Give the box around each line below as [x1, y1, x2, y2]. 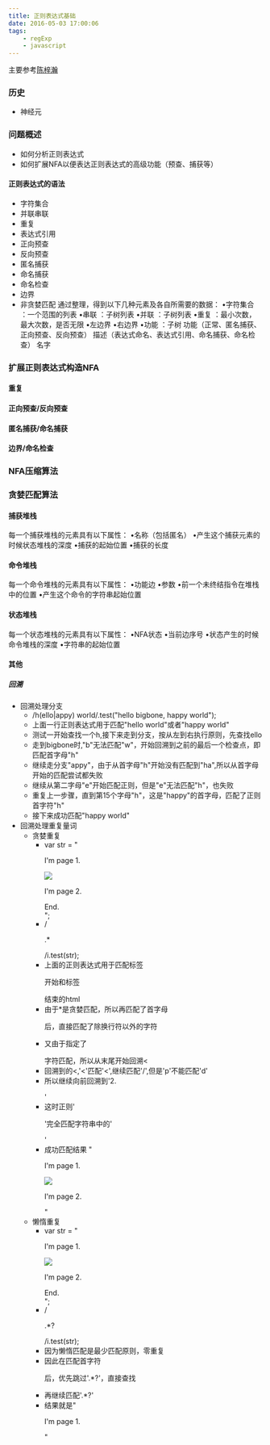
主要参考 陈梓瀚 [8, 65, 58, 75]
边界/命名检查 [8, 443, 54, 453]
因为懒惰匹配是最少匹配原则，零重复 [44, 1346, 165, 1356]
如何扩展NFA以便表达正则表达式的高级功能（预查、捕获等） [19, 159, 218, 169]
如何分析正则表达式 [19, 149, 85, 158]
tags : [8, 27, 27, 35]
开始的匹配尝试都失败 [31, 770, 103, 780]
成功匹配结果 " [44, 1145, 93, 1154]
